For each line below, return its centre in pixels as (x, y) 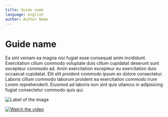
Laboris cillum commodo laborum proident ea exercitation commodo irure (81, 79)
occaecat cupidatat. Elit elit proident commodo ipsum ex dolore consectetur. (84, 74)
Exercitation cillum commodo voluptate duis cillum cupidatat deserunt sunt (82, 63)
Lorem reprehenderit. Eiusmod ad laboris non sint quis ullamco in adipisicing (84, 85)
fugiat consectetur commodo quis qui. (45, 90)
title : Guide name (24, 10)
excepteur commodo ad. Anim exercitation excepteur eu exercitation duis (81, 69)
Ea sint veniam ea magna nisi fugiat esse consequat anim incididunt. (76, 58)
